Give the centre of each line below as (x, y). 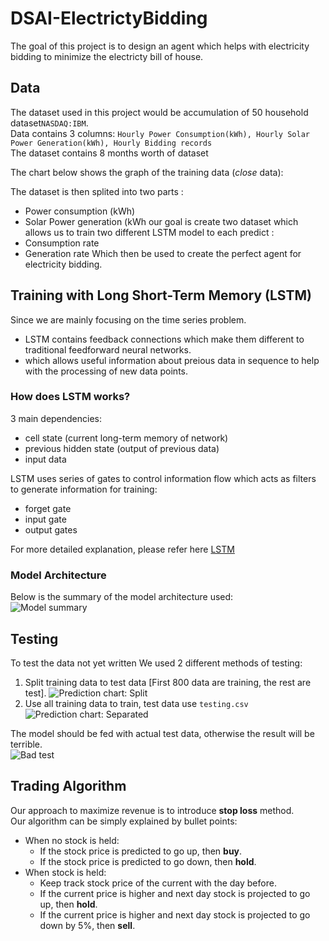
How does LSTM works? (70, 397)
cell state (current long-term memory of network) (126, 438)
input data (45, 459)
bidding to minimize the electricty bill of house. (107, 56)
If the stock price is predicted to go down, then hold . (148, 861)
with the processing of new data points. (106, 371)
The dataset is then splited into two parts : (97, 191)
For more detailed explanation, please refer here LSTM (122, 549)
